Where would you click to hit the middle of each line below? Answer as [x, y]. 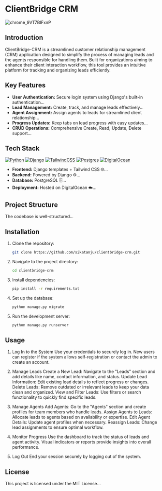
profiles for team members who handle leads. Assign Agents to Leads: [82, 412]
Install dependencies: [33, 280]
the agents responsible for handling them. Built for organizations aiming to [79, 60]
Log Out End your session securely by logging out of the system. [76, 457]
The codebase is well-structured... [39, 217]
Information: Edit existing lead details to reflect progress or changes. [80, 382]
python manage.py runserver [40, 325]
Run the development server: [41, 316]
